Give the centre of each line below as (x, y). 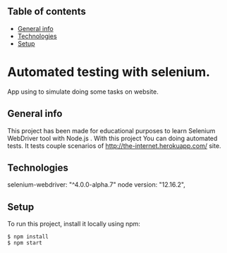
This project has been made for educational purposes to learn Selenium (111, 130)
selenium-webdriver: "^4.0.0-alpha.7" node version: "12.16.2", (96, 185)
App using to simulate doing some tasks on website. (83, 92)
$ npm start (25, 243)
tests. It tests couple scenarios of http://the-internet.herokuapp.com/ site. (114, 146)
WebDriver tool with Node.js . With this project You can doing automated (112, 138)
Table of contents (47, 12)
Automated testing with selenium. (109, 72)
